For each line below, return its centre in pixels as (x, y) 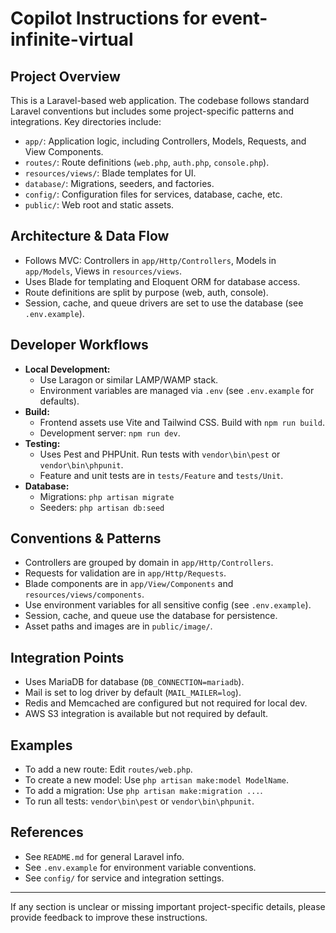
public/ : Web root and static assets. (99, 205)
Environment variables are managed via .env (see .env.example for (177, 390)
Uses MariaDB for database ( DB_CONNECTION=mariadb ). (134, 682)
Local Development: (67, 369)
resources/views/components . (84, 594)
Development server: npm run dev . (110, 433)
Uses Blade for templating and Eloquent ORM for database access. (162, 281)
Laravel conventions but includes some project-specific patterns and (152, 111)
